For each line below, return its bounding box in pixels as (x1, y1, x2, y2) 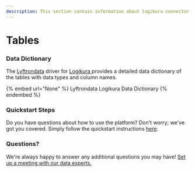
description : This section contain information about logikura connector (6, 8, 190, 15)
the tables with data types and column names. (6, 74, 117, 81)
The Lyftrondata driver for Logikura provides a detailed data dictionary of (6, 68, 182, 75)
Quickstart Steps (6, 106, 55, 114)
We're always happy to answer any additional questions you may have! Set (6, 153, 186, 160)
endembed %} (6, 92, 41, 99)
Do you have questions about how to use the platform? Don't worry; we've (6, 119, 185, 126)
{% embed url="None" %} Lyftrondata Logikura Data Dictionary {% (6, 85, 168, 92)
